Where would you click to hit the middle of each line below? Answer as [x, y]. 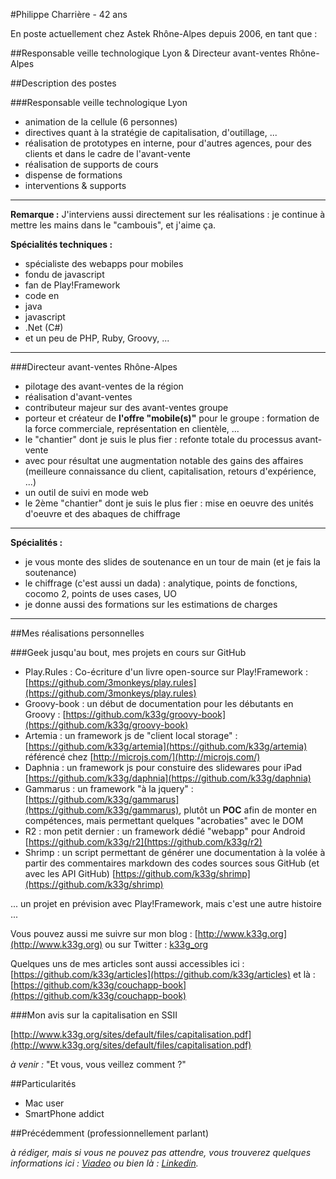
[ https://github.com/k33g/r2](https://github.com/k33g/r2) [143, 842]
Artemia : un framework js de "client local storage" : [131, 735]
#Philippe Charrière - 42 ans [69, 14]
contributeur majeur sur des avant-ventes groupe [126, 407]
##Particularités [43, 1083]
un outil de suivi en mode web [86, 492]
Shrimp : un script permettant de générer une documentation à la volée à [175, 852]
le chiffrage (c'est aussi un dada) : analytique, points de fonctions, [161, 583]
